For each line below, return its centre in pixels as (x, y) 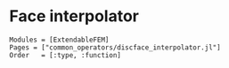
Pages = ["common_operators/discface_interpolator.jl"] (115, 47)
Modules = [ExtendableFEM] (59, 40)
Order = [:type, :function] (65, 55)
